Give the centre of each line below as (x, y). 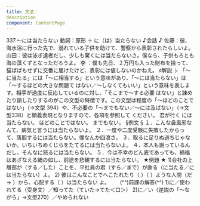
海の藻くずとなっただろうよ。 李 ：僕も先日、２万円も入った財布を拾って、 (99, 63)
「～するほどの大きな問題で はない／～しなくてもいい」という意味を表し (96, 85)
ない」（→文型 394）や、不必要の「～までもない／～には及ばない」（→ (98, 107)
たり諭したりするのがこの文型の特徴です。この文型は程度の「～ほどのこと (98, 100)
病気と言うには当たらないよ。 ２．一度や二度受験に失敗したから (101, 130)
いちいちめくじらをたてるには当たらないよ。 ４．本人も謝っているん (106, 145)
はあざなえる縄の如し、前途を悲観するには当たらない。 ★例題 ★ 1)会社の (97, 160)
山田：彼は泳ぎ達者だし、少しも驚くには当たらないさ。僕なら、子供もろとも (100, 56)
